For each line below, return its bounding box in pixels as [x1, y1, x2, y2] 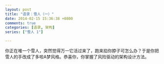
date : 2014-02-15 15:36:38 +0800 [5, 16, 73, 21]
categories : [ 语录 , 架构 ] [5, 25, 55, 30]
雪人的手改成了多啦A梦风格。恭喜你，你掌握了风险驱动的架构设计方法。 [5, 54, 149, 60]
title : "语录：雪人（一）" [5, 12, 54, 16]
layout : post [5, 7, 32, 12]
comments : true [5, 20, 36, 26]
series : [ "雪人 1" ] [5, 30, 43, 34]
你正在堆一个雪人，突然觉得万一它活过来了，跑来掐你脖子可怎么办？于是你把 [5, 48, 159, 53]
